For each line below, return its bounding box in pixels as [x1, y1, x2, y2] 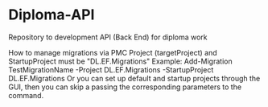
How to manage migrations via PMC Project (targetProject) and [8, 47, 217, 57]
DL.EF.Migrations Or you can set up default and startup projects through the [8, 73, 261, 83]
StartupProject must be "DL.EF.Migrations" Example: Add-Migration [8, 56, 233, 66]
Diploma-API [8, 6, 95, 24]
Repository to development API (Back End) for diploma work [8, 32, 208, 42]
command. [8, 90, 44, 100]
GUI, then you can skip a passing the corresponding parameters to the [8, 82, 242, 92]
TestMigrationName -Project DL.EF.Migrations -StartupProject [8, 64, 214, 74]
